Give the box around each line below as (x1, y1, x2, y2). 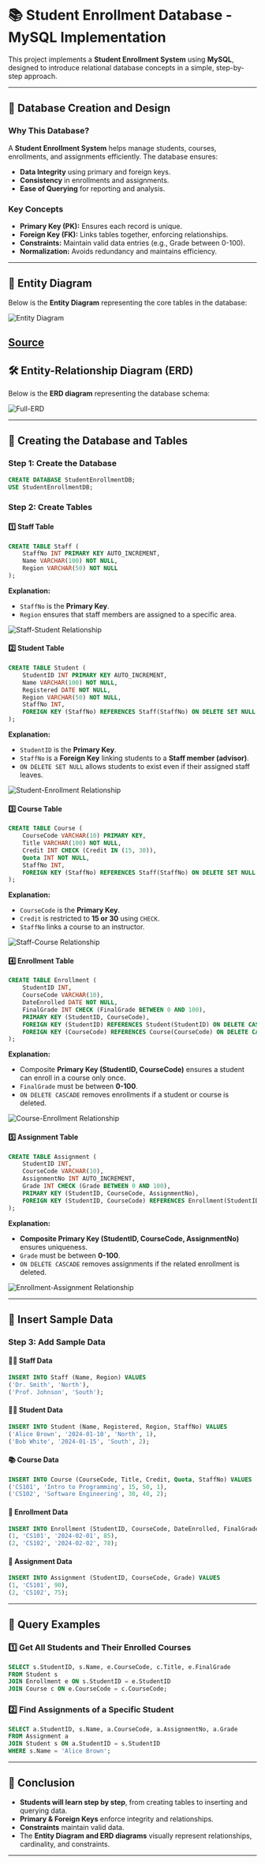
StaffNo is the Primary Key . (19, 601, 110, 610)
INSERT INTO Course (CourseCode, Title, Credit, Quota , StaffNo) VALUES (8, 1476, 252, 1483)
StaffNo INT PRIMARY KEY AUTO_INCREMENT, (22, 549, 160, 557)
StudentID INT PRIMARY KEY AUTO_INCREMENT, (22, 671, 168, 679)
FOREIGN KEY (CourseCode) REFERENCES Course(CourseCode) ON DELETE (22, 1028, 248, 1036)
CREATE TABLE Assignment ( (8, 1153, 97, 1161)
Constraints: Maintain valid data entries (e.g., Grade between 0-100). (19, 238, 246, 247)
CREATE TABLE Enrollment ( (8, 977, 97, 985)
